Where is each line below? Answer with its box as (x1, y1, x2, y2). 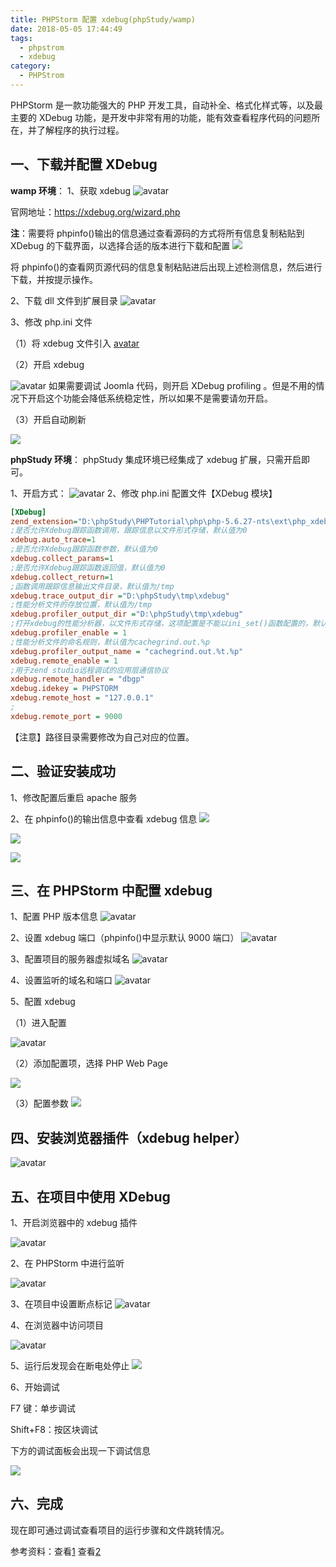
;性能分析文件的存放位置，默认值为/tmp (10, 600, 153, 610)
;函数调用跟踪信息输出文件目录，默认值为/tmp (10, 581, 175, 591)
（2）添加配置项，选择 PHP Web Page (10, 1057, 169, 1070)
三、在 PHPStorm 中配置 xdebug (10, 882, 213, 900)
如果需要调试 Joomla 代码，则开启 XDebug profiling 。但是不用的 (48, 379, 317, 391)
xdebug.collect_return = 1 (10, 572, 114, 582)
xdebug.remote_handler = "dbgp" (10, 674, 145, 685)
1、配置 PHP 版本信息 (10, 911, 98, 923)
